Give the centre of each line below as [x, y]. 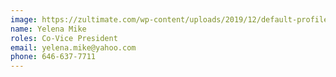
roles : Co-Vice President [64, 38]
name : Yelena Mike [48, 29]
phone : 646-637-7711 [53, 57]
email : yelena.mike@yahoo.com [73, 47]
